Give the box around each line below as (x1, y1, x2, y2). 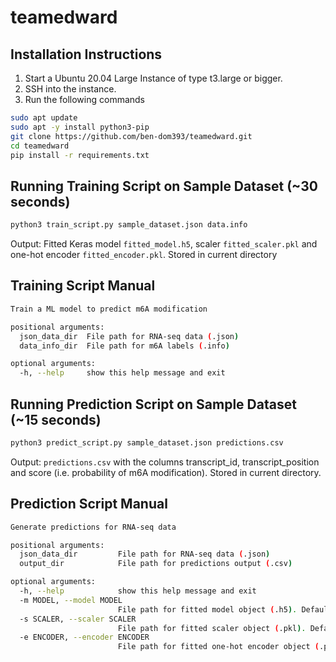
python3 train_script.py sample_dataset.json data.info (10, 220, 248, 230)
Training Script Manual (10, 277, 156, 295)
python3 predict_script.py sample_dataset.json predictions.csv (10, 437, 284, 448)
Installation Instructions (10, 46, 163, 63)
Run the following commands (24, 94, 145, 105)
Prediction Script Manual (10, 496, 168, 513)
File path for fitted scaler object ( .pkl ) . (117, 623, 307, 633)
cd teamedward (10, 141, 70, 151)
